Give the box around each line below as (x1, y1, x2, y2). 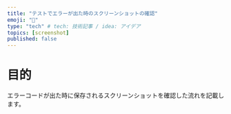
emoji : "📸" (7, 16, 39, 23)
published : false (7, 36, 57, 43)
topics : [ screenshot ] (7, 29, 70, 36)
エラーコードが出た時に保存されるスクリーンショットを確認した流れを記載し (7, 91, 225, 100)
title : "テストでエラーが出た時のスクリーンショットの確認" (7, 10, 159, 17)
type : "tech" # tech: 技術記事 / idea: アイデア (7, 23, 141, 30)
